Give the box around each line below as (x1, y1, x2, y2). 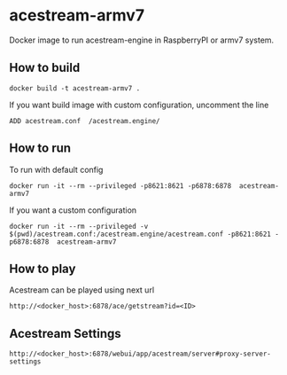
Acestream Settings (9, 325, 121, 341)
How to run (9, 141, 72, 156)
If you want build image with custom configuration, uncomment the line (9, 99, 269, 110)
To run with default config (9, 164, 104, 175)
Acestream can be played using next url (9, 285, 155, 295)
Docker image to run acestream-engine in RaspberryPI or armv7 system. (9, 35, 275, 45)
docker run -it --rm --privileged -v (9, 222, 149, 230)
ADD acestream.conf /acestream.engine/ (9, 116, 161, 125)
